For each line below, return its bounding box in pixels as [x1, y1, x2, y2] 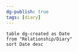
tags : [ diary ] [6, 14, 41, 20]
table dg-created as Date [6, 30, 70, 36]
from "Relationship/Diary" [6, 36, 73, 42]
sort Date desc [6, 41, 44, 47]
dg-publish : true [6, 8, 49, 15]
